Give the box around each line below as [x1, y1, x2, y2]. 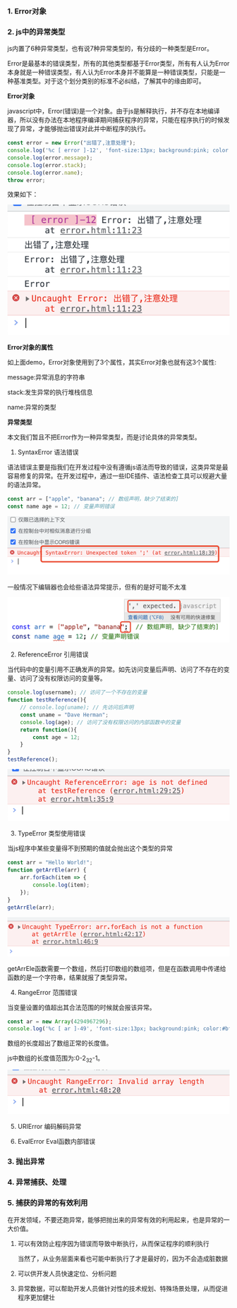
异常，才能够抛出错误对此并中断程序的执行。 [19, 125, 150, 133]
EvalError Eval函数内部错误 [17, 1137, 96, 1146]
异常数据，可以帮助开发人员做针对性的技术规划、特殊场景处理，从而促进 [17, 1284, 228, 1292]
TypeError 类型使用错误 [17, 829, 86, 838]
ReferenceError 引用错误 [17, 650, 89, 659]
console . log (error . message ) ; [7, 154, 93, 161]
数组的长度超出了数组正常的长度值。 [7, 1039, 113, 1048]
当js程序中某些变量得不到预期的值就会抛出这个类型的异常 [7, 844, 173, 852]
